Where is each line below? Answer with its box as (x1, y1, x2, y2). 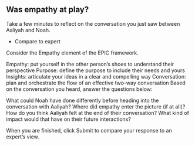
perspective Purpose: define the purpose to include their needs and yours (6, 67, 185, 74)
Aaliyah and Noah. (6, 26, 51, 33)
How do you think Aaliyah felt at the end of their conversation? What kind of (6, 109, 190, 116)
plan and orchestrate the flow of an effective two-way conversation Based (6, 79, 186, 86)
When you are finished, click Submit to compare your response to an (6, 127, 172, 134)
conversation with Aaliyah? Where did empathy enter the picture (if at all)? (6, 103, 186, 110)
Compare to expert (14, 38, 60, 45)
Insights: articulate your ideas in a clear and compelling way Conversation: (6, 73, 186, 80)
